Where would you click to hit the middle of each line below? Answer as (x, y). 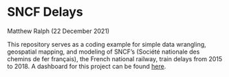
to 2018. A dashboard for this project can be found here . (87, 66)
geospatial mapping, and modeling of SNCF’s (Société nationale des (103, 52)
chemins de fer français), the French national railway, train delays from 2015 (115, 58)
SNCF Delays (45, 12)
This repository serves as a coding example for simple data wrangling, (107, 44)
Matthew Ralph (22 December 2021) (58, 31)
